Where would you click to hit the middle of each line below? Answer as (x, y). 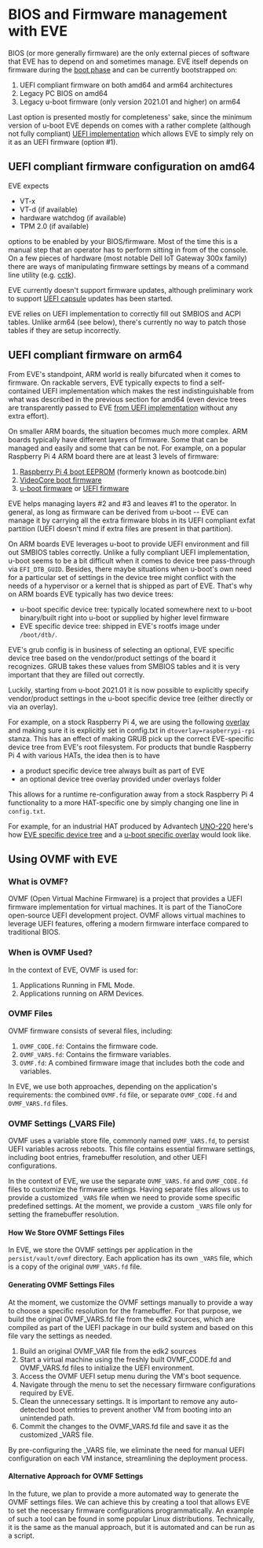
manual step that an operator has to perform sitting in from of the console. (128, 249)
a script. (22, 1535)
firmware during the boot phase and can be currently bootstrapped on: (123, 69)
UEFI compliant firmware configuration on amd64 (131, 167)
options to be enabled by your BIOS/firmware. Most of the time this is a (123, 241)
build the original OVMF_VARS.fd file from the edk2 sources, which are (122, 1319)
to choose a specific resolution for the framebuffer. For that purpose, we (125, 1310)
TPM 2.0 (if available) (54, 226)
